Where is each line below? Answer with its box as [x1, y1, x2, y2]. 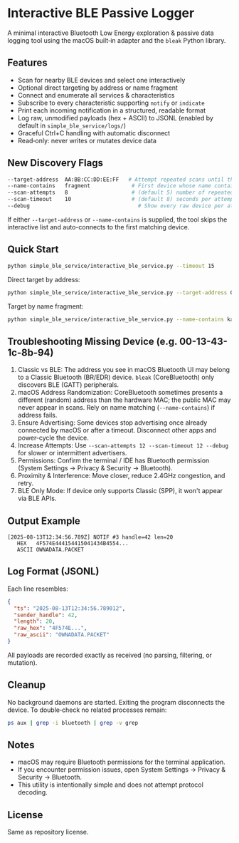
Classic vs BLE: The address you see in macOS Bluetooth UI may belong [17, 366, 230, 374]
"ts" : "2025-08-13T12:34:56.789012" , [14, 604, 126, 612]
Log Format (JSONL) [7, 565, 100, 578]
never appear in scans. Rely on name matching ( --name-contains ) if [17, 403, 216, 412]
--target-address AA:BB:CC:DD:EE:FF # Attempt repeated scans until [7, 176, 224, 183]
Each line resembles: [7, 584, 69, 593]
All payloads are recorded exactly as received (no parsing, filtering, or [7, 651, 212, 659]
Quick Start [7, 244, 59, 256]
